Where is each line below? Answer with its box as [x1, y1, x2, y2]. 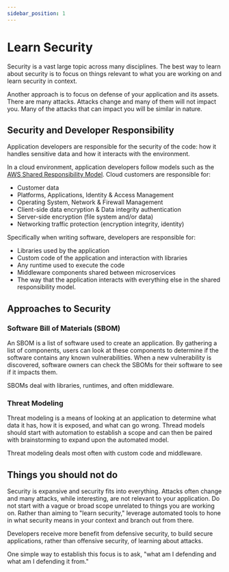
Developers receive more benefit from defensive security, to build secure [7, 530, 213, 538]
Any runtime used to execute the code [16, 261, 125, 269]
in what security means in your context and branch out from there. [7, 517, 194, 525]
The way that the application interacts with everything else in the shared [16, 275, 221, 284]
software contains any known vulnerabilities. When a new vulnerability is [7, 353, 212, 362]
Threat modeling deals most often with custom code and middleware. [7, 449, 203, 458]
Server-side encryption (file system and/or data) [16, 213, 154, 221]
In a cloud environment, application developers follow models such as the [7, 163, 215, 171]
